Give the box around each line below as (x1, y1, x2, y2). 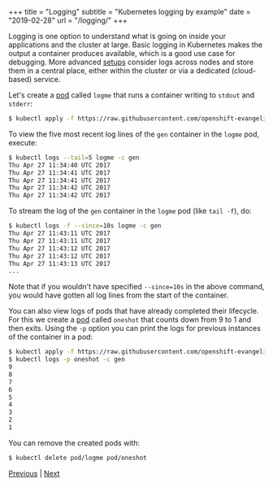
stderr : (8, 99, 32, 108)
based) (8, 75, 32, 84)
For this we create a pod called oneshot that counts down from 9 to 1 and (8, 315, 252, 324)
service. (33, 75, 61, 84)
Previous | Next (8, 468, 60, 478)
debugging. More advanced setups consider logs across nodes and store (8, 57, 254, 67)
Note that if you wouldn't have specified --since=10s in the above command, (8, 282, 265, 292)
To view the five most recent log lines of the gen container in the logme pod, (8, 129, 260, 139)
